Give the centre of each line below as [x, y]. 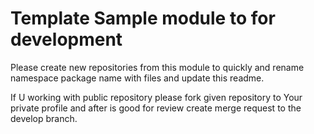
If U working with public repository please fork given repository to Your [156, 97]
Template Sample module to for [143, 18]
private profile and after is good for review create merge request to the [156, 108]
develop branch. [44, 118]
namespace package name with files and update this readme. [137, 78]
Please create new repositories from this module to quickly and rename [157, 67]
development [66, 39]
